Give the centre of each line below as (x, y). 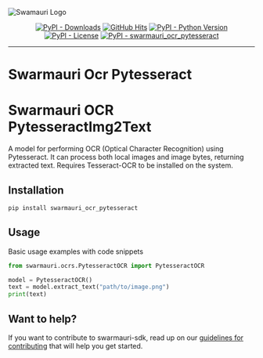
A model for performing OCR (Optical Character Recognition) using (116, 149)
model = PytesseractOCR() (50, 280)
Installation (36, 190)
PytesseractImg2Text (80, 127)
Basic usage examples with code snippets (76, 251)
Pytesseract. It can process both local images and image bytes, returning (126, 157)
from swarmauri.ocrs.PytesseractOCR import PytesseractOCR (106, 266)
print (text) (27, 295)
